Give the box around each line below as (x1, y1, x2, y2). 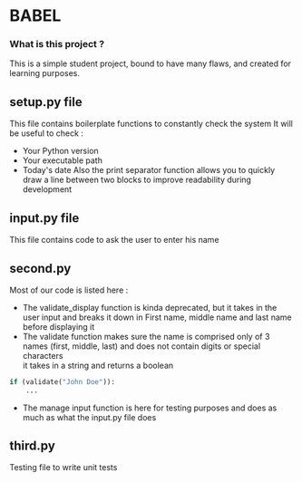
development (22, 184, 73, 195)
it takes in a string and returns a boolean (22, 360, 174, 371)
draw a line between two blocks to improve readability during (22, 174, 252, 186)
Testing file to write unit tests (9, 462, 118, 473)
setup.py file (9, 94, 83, 110)
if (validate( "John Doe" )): (9, 377, 116, 386)
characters (22, 350, 63, 361)
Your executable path (22, 155, 102, 166)
